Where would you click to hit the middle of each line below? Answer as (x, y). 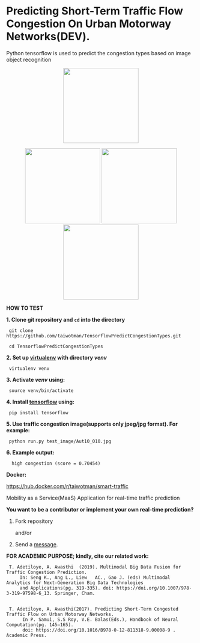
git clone (21, 331)
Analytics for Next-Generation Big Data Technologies (75, 583)
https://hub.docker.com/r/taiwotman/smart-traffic (68, 486)
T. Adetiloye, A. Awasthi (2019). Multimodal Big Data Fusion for (95, 567)
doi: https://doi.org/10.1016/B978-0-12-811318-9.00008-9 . (99, 630)
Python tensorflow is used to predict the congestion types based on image (98, 53)
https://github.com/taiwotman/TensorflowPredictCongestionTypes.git (94, 336)
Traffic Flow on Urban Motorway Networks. (60, 614)
